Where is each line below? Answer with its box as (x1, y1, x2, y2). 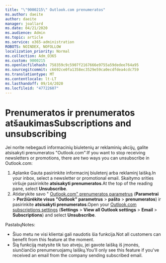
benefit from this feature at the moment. (12, 237, 94, 243)
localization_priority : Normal (5, 49, 70, 54)
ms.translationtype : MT (5, 72, 55, 77)
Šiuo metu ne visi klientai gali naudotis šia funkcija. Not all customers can (12, 231, 162, 237)
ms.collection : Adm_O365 (5, 53, 57, 59)
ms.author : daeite (5, 12, 43, 17)
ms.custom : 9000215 (5, 58, 46, 63)
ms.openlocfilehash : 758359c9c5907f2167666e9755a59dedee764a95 (5, 63, 139, 67)
